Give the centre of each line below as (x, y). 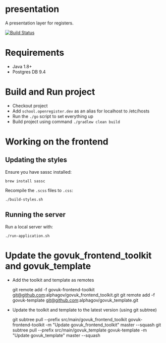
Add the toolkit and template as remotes (53, 280)
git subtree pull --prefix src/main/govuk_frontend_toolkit (70, 319)
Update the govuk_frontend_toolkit (79, 255)
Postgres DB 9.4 (29, 72)
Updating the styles (36, 160)
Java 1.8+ (22, 66)
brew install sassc (25, 181)
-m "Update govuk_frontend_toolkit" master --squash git (103, 325)
